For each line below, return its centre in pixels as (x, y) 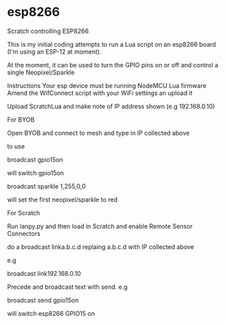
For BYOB (21, 119)
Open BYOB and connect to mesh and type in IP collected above (98, 133)
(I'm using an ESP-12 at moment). (54, 52)
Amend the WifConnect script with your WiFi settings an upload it (100, 93)
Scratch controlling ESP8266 (48, 31)
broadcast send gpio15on (43, 300)
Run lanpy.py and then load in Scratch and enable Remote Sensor (100, 226)
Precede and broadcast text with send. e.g (67, 287)
